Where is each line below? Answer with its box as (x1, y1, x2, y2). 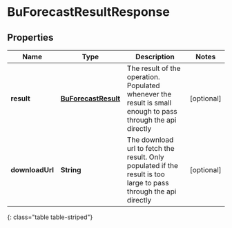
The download (126, 135, 174, 145)
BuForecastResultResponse (7, 4, 171, 20)
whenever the (126, 90, 172, 99)
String (60, 165, 81, 174)
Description (135, 52, 175, 61)
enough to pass (126, 107, 177, 116)
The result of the (126, 63, 181, 73)
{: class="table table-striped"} (7, 213, 93, 221)
